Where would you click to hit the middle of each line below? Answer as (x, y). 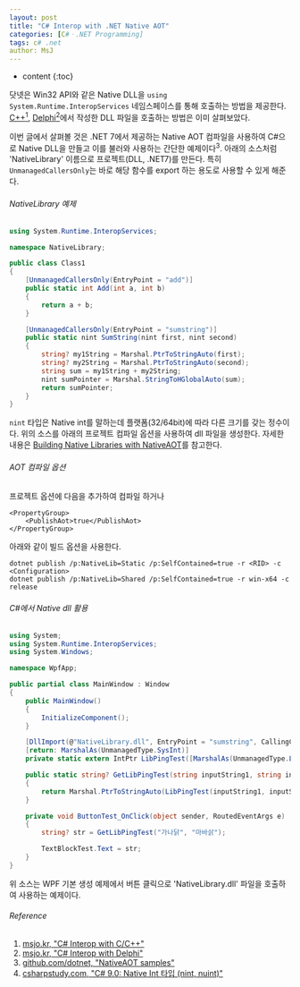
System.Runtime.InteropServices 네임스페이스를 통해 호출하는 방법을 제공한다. (148, 106)
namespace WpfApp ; (43, 668)
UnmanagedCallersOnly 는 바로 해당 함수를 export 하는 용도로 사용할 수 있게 (139, 170)
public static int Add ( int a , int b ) (96, 289)
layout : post (33, 17)
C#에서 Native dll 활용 (49, 608)
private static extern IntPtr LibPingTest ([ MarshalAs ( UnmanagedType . (158, 759)
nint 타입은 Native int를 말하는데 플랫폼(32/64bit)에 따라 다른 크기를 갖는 (137, 422)
